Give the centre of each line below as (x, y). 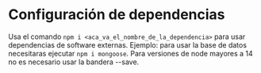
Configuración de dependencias (117, 15)
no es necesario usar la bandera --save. (74, 62)
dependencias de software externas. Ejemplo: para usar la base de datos (128, 44)
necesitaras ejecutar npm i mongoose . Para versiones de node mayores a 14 (131, 53)
